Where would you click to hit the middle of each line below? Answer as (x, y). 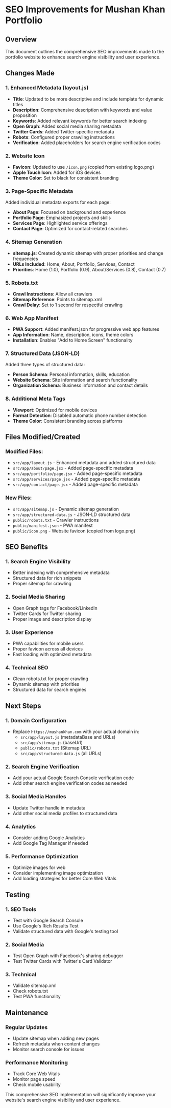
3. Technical (21, 975)
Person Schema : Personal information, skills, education (71, 374)
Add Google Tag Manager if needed (50, 843)
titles (18, 104)
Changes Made (30, 73)
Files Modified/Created (43, 437)
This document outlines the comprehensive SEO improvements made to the (85, 52)
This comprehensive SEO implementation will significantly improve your (81, 1095)
